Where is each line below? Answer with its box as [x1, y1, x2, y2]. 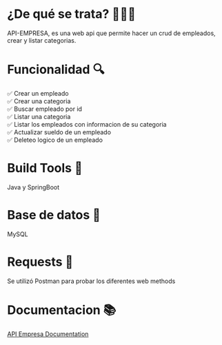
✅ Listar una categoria [7, 112, 71, 121]
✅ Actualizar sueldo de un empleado [7, 127, 112, 136]
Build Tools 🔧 [7, 160, 83, 176]
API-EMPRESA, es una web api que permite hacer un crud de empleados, [7, 29, 216, 37]
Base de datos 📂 [7, 207, 101, 222]
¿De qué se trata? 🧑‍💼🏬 [7, 6, 137, 22]
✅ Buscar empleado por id [7, 105, 83, 113]
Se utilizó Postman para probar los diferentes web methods [7, 277, 176, 285]
